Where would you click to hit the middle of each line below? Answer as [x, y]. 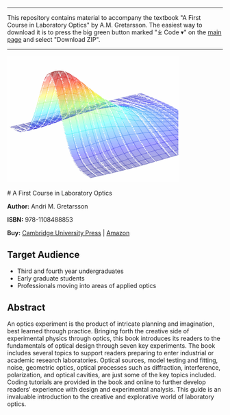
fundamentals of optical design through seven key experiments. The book [111, 345]
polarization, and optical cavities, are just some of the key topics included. [112, 375]
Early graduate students [51, 278]
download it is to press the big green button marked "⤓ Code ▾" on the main [114, 32]
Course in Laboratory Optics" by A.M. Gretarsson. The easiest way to [105, 25]
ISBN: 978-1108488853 [40, 220]
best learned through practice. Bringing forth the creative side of [98, 331]
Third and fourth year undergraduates [71, 271]
